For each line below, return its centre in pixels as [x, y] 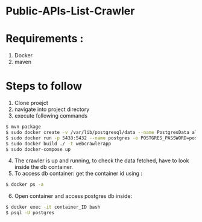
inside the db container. [44, 167]
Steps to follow [44, 86]
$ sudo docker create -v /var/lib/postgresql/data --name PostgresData [97, 132]
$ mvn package [24, 127]
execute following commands [51, 116]
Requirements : [45, 39]
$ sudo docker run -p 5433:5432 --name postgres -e [72, 138]
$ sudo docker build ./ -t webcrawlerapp [58, 144]
